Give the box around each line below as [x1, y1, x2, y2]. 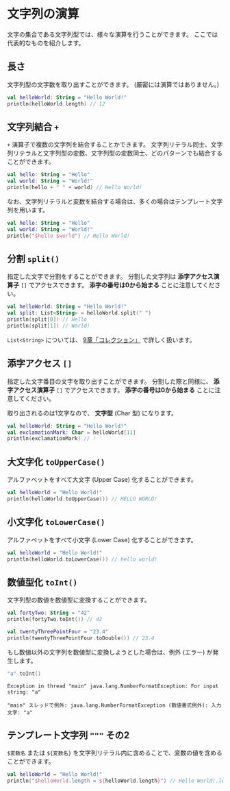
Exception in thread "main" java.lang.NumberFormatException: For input [7, 683, 219, 690]
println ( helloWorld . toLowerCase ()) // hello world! [7, 556, 157, 563]
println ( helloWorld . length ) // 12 [7, 100, 106, 107]
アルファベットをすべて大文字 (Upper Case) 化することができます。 [7, 476, 197, 484]
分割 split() [7, 253, 60, 265]
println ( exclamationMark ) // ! [7, 435, 97, 442]
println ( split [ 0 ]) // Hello [7, 316, 88, 323]
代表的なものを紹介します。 [7, 38, 85, 47]
